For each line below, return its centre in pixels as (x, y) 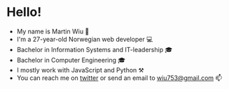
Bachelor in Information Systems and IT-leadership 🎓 (95, 49)
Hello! (24, 12)
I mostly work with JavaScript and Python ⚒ (80, 70)
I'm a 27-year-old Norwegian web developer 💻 (85, 39)
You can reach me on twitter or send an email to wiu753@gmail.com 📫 (119, 78)
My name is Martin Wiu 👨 (53, 31)
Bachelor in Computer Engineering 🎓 (71, 60)
